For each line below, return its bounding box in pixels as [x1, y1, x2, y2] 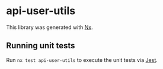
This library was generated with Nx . [6, 24, 93, 31]
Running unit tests [6, 41, 75, 51]
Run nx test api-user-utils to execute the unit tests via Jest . [6, 56, 158, 63]
